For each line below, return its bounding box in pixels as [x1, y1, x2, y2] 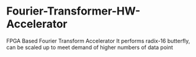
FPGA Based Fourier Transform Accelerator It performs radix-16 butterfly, [6, 37, 191, 44]
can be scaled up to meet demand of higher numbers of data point [6, 44, 173, 51]
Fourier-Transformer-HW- [6, 4, 141, 18]
